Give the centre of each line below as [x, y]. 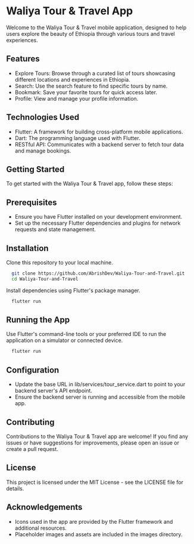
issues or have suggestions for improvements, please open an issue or [93, 443]
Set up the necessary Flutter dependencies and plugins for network [98, 223]
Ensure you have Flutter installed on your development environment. [98, 217]
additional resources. [40, 528]
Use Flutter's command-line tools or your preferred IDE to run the [86, 334]
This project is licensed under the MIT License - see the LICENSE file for [95, 482]
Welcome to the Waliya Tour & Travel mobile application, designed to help [96, 27]
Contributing [30, 422]
